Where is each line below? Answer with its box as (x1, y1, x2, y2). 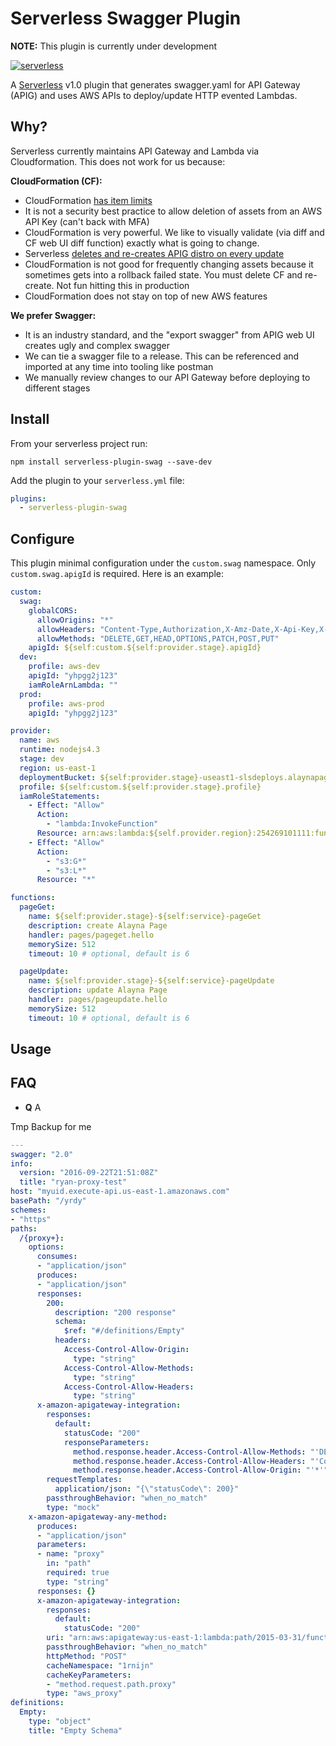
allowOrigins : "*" (36, 615, 114, 625)
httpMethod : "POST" (46, 1651, 128, 1661)
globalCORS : (28, 605, 78, 616)
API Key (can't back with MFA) (24, 215, 150, 227)
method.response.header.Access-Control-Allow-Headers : (73, 1456, 307, 1466)
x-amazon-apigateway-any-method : (28, 1512, 168, 1522)
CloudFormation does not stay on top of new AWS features (24, 290, 268, 302)
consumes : (36, 1252, 78, 1262)
